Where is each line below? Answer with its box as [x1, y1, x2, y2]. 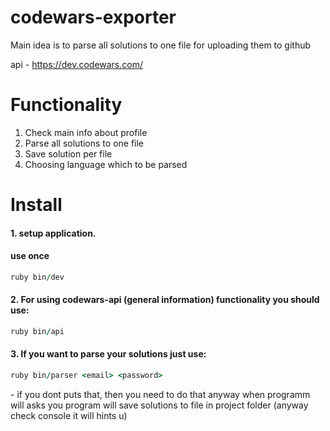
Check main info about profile [24, 126, 148, 138]
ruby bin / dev [10, 272, 65, 282]
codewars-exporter [10, 6, 177, 29]
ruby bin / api [10, 326, 65, 336]
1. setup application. [10, 227, 97, 239]
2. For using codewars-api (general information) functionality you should [10, 294, 320, 306]
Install [10, 194, 63, 216]
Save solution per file [24, 147, 113, 160]
